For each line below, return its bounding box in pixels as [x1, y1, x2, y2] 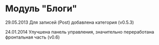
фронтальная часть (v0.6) [5, 34, 60, 40]
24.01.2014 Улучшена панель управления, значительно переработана [5, 29, 154, 35]
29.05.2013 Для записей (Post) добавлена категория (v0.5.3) [5, 19, 134, 25]
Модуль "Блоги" [5, 3, 77, 14]
